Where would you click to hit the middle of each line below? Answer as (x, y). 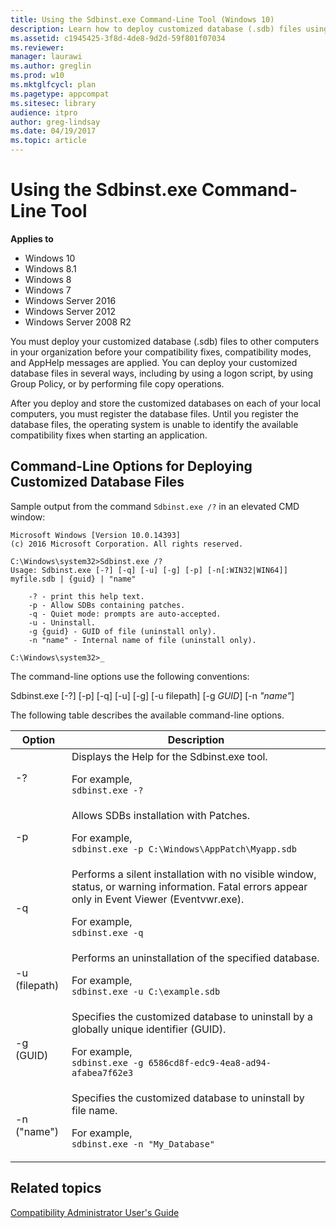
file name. (94, 1110)
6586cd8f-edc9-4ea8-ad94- (210, 1062)
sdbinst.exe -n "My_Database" (143, 1144)
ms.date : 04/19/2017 (53, 131)
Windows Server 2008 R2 (78, 322)
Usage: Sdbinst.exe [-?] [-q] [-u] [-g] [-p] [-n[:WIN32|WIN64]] (149, 570)
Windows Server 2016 (70, 300)
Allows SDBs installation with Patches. (160, 815)
